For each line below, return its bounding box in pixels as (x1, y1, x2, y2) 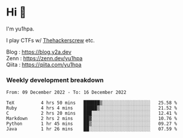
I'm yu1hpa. (6, 25, 35, 32)
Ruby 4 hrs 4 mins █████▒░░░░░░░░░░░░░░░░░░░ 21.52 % (6, 105, 178, 111)
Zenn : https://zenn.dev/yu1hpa (6, 54, 83, 62)
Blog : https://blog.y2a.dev (6, 48, 72, 56)
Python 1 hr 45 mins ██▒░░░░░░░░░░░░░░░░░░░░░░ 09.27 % (6, 121, 178, 127)
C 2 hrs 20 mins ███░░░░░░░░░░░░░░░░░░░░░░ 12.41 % (6, 111, 178, 116)
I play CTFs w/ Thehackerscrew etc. (6, 36, 95, 44)
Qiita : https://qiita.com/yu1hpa (6, 61, 82, 68)
